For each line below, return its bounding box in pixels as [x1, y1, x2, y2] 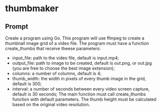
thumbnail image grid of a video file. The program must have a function [5, 40, 149, 46]
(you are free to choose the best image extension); [12, 65, 115, 71]
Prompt [5, 22, 28, 31]
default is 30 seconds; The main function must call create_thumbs [12, 91, 146, 97]
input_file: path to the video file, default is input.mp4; [12, 55, 119, 61]
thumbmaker [5, 3, 59, 14]
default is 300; [12, 81, 42, 87]
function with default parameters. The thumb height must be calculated [12, 96, 157, 102]
